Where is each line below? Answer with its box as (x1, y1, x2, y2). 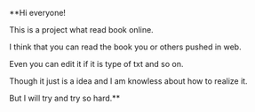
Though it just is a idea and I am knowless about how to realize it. (9, 76, 248, 86)
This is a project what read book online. (9, 25, 154, 34)
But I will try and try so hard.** (9, 93, 121, 103)
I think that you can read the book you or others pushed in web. (9, 41, 242, 52)
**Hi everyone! (9, 8, 67, 18)
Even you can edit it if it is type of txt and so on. (9, 59, 184, 69)
